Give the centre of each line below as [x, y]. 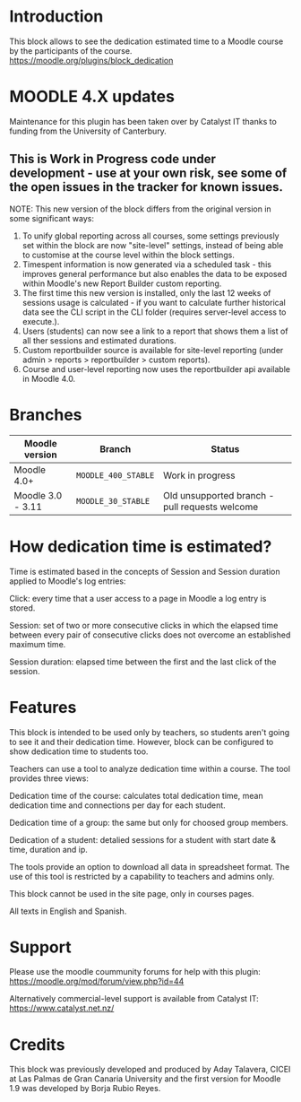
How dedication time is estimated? [141, 547]
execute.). [41, 321]
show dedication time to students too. [79, 751]
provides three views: [49, 778]
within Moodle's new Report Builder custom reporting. [122, 283]
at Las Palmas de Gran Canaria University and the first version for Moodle [145, 1079]
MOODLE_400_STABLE [115, 475]
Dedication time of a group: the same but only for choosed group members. [149, 822]
